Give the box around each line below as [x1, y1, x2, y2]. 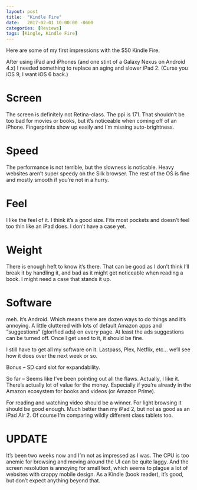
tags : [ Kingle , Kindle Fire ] [6, 31, 78, 37]
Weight [6, 243, 42, 257]
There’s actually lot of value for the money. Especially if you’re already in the [6, 381, 192, 388]
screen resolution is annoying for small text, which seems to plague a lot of [6, 464, 188, 471]
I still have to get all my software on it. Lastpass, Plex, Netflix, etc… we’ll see [6, 346, 191, 353]
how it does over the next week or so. [6, 352, 98, 359]
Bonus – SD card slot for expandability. [6, 364, 100, 371]
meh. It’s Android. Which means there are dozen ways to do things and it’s [6, 315, 186, 322]
